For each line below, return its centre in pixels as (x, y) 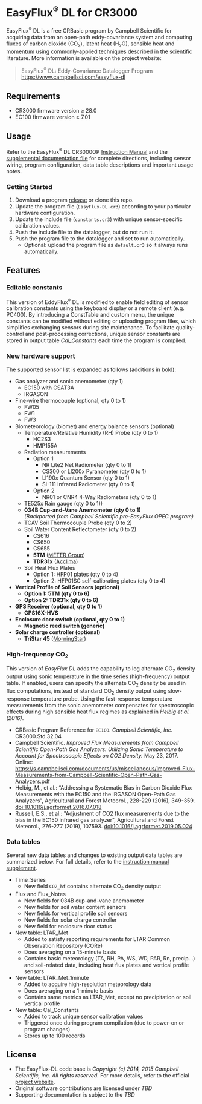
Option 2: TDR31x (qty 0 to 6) (61, 600)
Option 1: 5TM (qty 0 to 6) (57, 593)
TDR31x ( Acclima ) (55, 561)
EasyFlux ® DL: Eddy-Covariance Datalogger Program (87, 70)
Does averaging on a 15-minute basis (70, 952)
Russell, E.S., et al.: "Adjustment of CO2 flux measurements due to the (102, 813)
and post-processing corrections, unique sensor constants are (103, 334)
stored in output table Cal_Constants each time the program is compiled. (96, 340)
